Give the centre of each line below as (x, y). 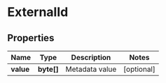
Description (91, 58)
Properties (31, 38)
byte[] (48, 69)
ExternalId (38, 12)
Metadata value (91, 69)
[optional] (139, 69)
